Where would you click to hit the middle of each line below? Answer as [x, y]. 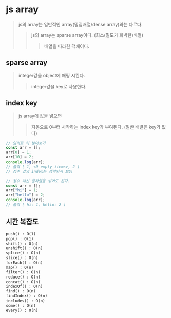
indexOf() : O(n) [24, 286]
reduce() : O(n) [23, 277]
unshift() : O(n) [24, 248]
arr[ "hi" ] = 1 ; [22, 190]
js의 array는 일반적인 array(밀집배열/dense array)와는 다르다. [80, 24]
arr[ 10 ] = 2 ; [20, 157]
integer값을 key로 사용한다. [59, 86]
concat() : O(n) [23, 282]
